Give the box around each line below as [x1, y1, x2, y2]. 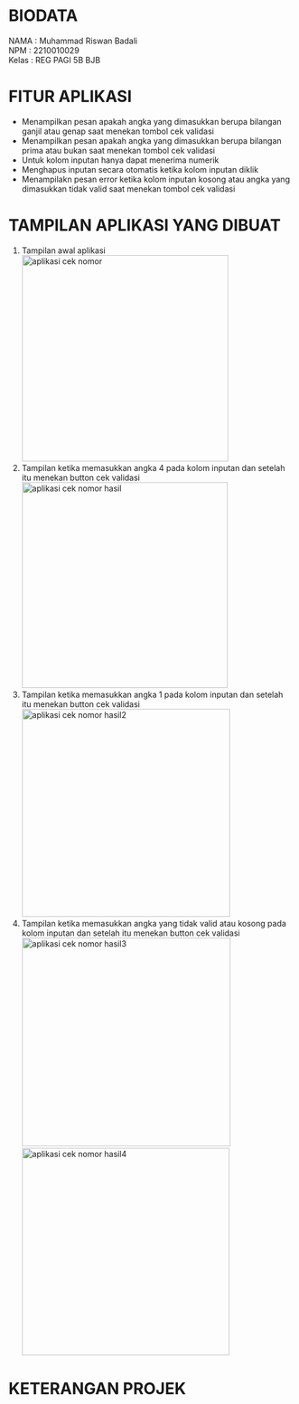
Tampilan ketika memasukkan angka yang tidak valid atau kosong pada [21, 918, 286, 928]
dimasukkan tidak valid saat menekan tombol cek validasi [21, 183, 236, 194]
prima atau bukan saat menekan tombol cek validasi [21, 145, 216, 155]
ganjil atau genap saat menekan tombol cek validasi [21, 126, 214, 137]
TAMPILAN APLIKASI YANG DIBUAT [8, 215, 281, 236]
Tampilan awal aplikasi [21, 245, 106, 256]
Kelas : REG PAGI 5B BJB [8, 54, 101, 65]
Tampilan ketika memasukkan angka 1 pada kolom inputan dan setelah [21, 689, 284, 700]
